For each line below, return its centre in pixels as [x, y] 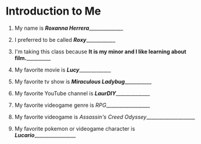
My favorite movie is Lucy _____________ [63, 70]
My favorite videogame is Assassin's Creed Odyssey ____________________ [105, 117]
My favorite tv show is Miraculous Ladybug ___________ [83, 81]
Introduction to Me [53, 11]
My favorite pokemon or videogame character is [75, 128]
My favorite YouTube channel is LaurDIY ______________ [82, 93]
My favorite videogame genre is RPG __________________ [82, 105]
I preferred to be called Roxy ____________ [65, 39]
